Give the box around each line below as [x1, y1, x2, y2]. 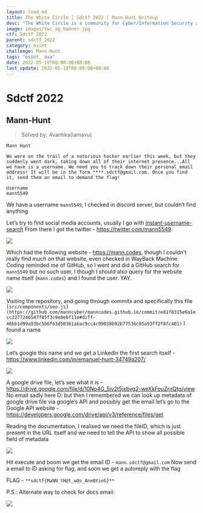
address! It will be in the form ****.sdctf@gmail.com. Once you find [6, 169, 188, 175]
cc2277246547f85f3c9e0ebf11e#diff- [6, 315, 96, 321]
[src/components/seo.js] [6, 304, 69, 310]
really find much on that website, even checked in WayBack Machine [6, 255, 178, 263]
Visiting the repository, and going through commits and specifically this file [6, 298, 193, 305]
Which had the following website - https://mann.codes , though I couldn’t [6, 249, 187, 256]
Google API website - [6, 405, 59, 412]
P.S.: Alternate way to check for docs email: [6, 488, 115, 496]
